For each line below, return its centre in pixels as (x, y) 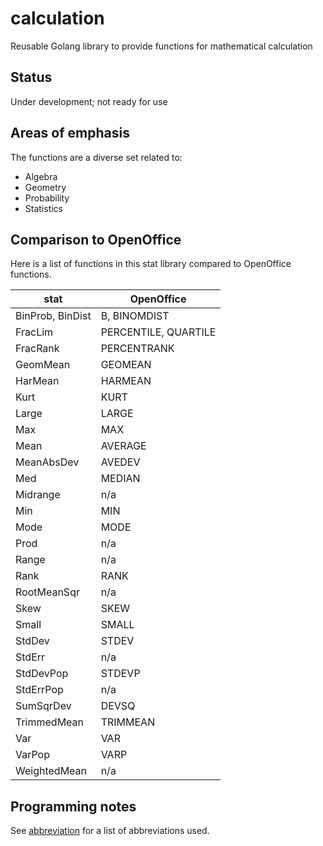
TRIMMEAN (128, 722)
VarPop (33, 755)
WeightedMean (51, 771)
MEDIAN (120, 479)
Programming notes (73, 806)
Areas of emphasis (70, 133)
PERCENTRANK (137, 349)
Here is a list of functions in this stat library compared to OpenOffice (151, 264)
